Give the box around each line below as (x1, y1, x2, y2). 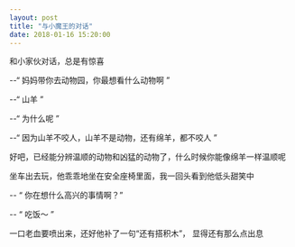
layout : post (9, 13, 59, 23)
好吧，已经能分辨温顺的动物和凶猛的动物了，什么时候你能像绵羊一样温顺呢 (9, 151, 286, 162)
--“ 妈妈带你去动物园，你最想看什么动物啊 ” (9, 75, 171, 86)
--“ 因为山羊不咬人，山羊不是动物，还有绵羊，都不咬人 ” (9, 133, 218, 143)
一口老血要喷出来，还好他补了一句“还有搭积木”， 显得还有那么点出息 (9, 228, 264, 239)
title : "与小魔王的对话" (9, 22, 93, 31)
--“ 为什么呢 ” (9, 114, 60, 124)
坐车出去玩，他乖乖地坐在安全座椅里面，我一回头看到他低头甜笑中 (9, 170, 254, 181)
